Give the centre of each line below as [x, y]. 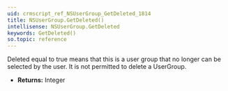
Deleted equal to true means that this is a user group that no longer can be [114, 59]
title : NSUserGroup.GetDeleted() [56, 20]
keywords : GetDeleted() [42, 33]
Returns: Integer [41, 80]
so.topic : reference [37, 40]
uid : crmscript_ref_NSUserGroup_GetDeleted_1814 [79, 14]
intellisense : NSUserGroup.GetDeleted [63, 26]
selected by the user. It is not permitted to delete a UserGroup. [97, 67]
